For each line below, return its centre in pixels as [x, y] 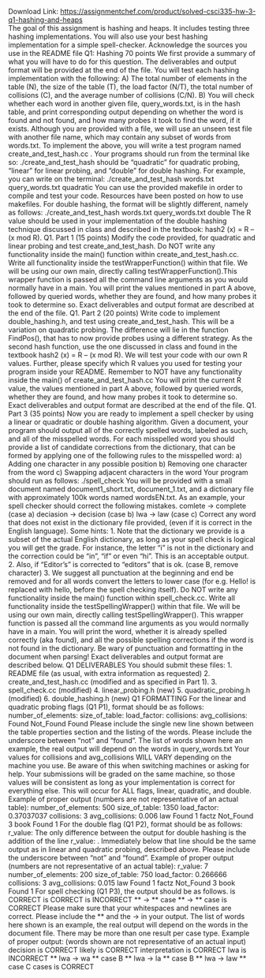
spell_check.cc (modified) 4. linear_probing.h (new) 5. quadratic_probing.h [129, 690]
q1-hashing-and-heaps [45, 20]
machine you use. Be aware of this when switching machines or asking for [129, 765]
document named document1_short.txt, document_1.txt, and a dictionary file [131, 489]
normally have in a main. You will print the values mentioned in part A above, [132, 288]
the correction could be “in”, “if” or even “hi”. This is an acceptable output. [129, 556]
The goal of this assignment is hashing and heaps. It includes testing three [129, 28]
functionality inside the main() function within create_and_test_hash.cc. [123, 254]
